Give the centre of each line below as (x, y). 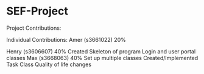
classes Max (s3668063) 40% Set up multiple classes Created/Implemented (102, 58)
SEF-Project (37, 11)
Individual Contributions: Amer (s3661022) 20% (66, 39)
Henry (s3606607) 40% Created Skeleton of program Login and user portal (101, 51)
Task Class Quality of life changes (49, 64)
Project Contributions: (34, 28)
